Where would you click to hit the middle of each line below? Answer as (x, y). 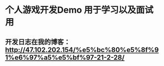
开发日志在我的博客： (38, 42)
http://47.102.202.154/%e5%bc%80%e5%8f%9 (82, 50)
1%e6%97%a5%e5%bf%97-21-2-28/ (65, 57)
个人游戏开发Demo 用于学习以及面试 (79, 10)
